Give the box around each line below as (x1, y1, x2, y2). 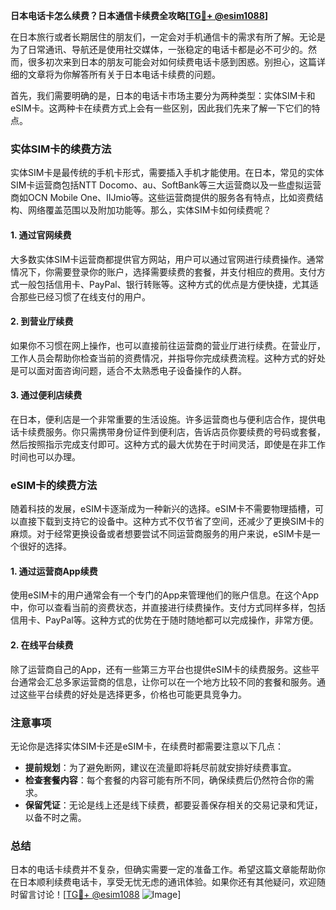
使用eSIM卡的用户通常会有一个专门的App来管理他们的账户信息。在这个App (10, 589, 320, 601)
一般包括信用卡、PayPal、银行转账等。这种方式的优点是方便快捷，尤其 (18, 278, 310, 290)
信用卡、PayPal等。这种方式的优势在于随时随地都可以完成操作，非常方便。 (10, 614, 319, 626)
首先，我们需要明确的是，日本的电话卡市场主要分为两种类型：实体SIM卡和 (10, 90, 316, 101)
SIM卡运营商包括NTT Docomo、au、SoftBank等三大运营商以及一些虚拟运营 (10, 179, 322, 191)
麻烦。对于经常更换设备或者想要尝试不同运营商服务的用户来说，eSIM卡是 (10, 528, 312, 540)
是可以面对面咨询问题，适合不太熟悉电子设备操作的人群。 (10, 364, 247, 376)
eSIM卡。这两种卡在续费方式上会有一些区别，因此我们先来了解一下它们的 (10, 102, 312, 114)
